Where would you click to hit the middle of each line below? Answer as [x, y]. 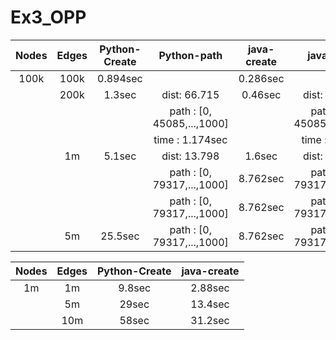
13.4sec [210, 304]
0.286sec [261, 78]
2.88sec [210, 288]
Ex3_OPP [48, 17]
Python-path [190, 55]
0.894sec [120, 78]
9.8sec [135, 288]
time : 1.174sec [190, 139]
